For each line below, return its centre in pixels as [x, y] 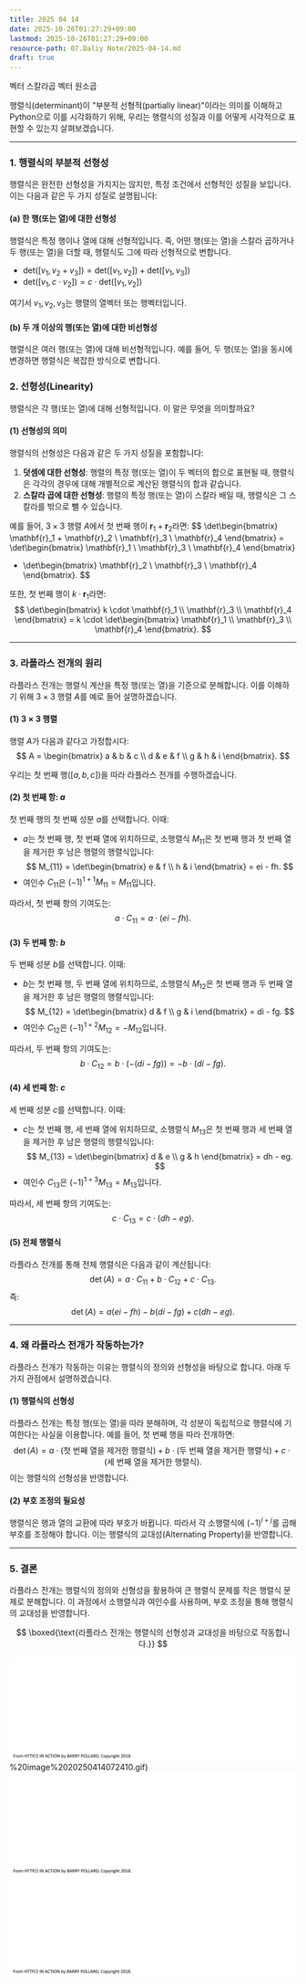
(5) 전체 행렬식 [36, 1243]
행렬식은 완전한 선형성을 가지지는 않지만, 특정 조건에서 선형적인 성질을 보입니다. [150, 184]
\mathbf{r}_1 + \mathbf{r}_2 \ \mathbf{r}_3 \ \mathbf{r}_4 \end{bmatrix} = [147, 538]
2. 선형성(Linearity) [51, 386]
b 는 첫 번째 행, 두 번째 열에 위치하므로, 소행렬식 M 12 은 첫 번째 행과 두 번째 [153, 985]
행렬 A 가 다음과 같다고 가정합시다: [69, 740]
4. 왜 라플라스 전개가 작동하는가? [76, 1345]
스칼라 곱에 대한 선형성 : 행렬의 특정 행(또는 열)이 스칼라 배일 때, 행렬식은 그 [154, 495]
